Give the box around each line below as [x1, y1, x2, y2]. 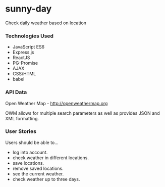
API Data [5, 89, 27, 96]
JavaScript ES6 [12, 44, 45, 50]
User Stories [5, 128, 37, 135]
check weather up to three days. [12, 176, 80, 182]
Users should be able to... [5, 139, 59, 146]
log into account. [12, 149, 48, 155]
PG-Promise [12, 60, 38, 66]
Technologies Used [5, 32, 54, 39]
